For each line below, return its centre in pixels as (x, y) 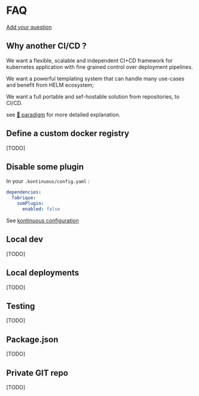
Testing (21, 306)
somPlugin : (31, 204)
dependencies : (24, 192)
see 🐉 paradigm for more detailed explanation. (64, 114)
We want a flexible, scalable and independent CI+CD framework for (90, 60)
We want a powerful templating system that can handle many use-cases (95, 78)
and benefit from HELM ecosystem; (50, 85)
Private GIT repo (37, 373)
